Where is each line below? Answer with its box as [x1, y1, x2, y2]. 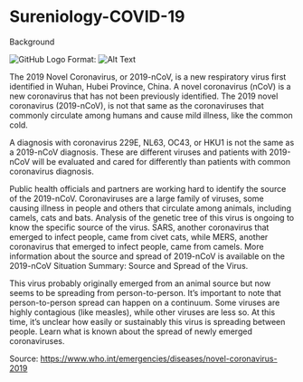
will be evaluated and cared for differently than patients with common [31, 156, 291, 167]
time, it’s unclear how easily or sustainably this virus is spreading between [9, 316, 286, 327]
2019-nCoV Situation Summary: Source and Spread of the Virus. [9, 260, 249, 271]
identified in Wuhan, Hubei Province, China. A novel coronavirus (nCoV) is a [9, 81, 291, 91]
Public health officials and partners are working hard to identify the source [9, 183, 287, 194]
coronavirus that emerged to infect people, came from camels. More [9, 241, 264, 252]
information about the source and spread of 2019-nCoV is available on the [9, 251, 285, 262]
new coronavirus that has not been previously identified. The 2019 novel [9, 91, 279, 101]
